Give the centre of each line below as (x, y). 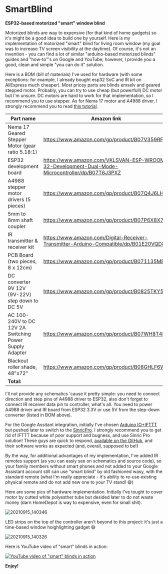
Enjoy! (12, 565)
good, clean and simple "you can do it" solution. (54, 64)
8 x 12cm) (20, 267)
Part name (23, 118)
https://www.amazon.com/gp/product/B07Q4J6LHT (105, 193)
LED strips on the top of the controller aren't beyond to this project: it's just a (84, 521)
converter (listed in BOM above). (39, 415)
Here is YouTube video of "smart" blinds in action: (56, 546)
